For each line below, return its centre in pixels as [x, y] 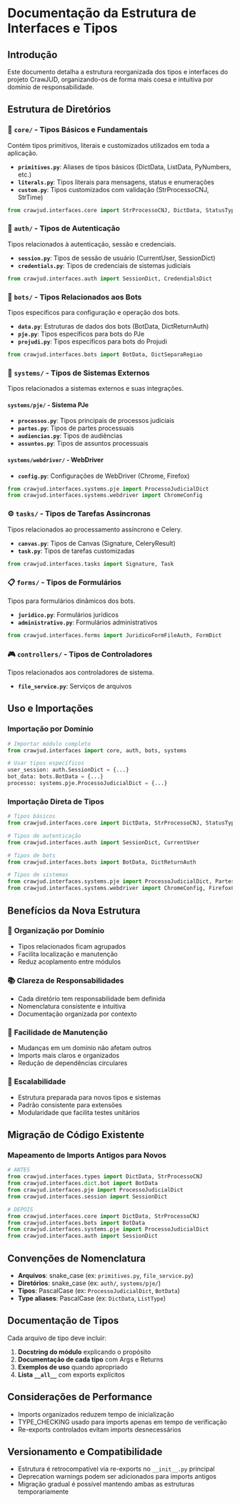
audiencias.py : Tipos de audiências [70, 436]
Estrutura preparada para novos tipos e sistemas [89, 1097]
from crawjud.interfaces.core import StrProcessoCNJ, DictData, [105, 210]
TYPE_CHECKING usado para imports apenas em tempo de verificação [122, 1422]
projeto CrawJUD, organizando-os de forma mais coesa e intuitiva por [110, 79]
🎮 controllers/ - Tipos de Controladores [80, 654]
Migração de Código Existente [76, 1135]
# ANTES [19, 1170]
